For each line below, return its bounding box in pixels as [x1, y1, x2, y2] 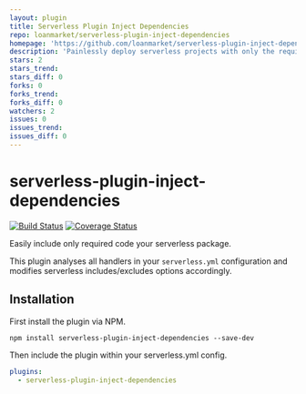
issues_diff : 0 [9, 132, 67, 141]
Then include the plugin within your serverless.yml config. [9, 349, 228, 360]
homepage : [9, 38, 47, 48]
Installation [9, 292, 75, 308]
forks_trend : [9, 89, 59, 98]
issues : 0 [9, 115, 47, 124]
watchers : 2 [9, 106, 55, 116]
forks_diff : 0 [9, 97, 64, 107]
